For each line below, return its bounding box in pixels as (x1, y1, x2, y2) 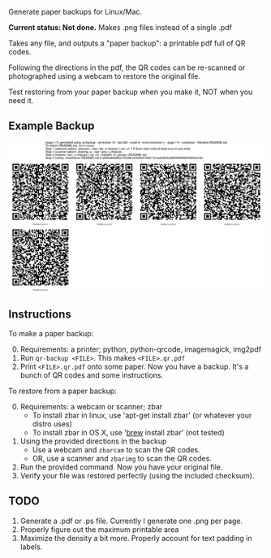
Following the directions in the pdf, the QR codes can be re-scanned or (8, 63, 246, 72)
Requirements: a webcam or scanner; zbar (19, 401, 163, 411)
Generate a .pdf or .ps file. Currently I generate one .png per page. (19, 516, 243, 526)
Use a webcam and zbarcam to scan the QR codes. (32, 444, 200, 454)
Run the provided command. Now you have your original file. (19, 462, 223, 472)
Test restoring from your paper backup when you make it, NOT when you (8, 87, 253, 97)
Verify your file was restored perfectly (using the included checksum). (19, 470, 255, 480)
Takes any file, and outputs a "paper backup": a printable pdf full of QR (8, 38, 246, 48)
